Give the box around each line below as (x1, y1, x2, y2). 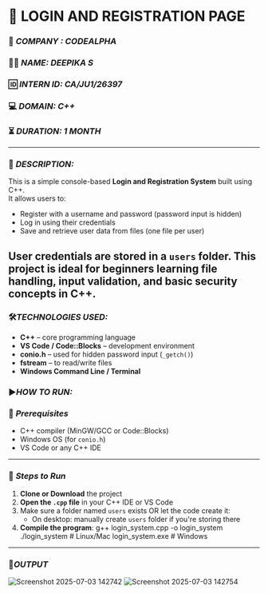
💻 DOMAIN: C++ (8, 100, 76, 111)
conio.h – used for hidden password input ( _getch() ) (19, 349, 194, 359)
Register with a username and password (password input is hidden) (19, 209, 242, 219)
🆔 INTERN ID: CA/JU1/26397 (8, 78, 123, 90)
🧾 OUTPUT (8, 559, 49, 570)
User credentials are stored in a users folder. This (8, 249, 257, 263)
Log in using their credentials (19, 217, 116, 227)
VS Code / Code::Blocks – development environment (19, 341, 195, 351)
